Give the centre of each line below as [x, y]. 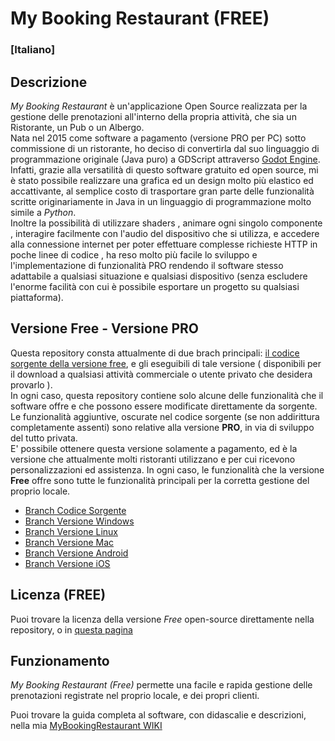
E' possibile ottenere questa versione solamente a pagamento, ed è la [154, 448]
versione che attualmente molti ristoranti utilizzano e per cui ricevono [153, 459]
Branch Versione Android [76, 553]
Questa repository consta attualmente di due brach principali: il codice [155, 353]
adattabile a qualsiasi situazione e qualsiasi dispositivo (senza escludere [159, 276]
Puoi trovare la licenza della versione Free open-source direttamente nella [162, 619]
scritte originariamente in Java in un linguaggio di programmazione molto [161, 201]
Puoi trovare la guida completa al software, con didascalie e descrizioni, [158, 715]
